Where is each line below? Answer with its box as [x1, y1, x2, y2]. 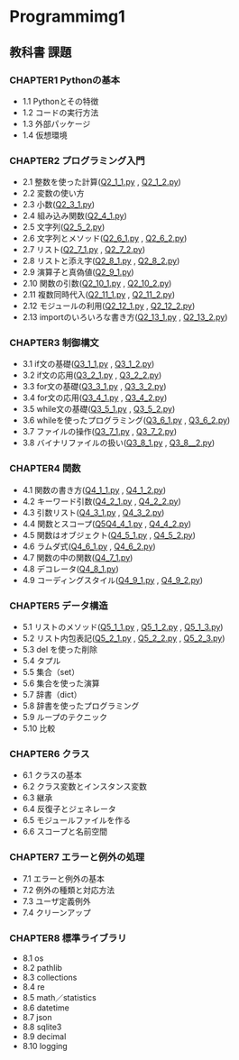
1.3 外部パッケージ [22, 118, 91, 129]
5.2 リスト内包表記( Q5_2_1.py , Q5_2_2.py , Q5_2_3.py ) [22, 633, 225, 644]
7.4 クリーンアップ [22, 907, 92, 918]
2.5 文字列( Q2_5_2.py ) [22, 222, 106, 233]
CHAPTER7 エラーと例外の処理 [9, 851, 145, 864]
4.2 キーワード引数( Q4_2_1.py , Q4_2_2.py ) [22, 496, 182, 507]
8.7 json [22, 1011, 52, 1022]
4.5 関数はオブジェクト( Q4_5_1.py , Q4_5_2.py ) [22, 529, 197, 540]
